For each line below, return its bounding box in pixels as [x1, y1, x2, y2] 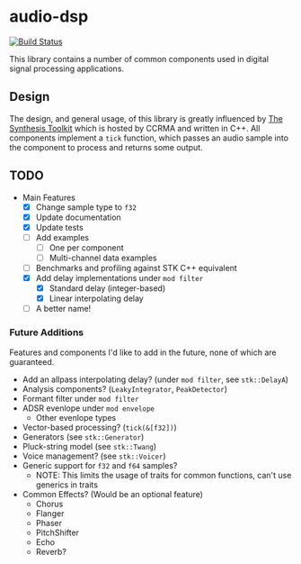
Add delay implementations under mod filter [35, 273, 204, 283]
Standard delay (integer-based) [49, 283, 166, 294]
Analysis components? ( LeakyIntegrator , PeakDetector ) [22, 383, 227, 394]
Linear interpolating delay [49, 293, 144, 304]
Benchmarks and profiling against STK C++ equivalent [35, 262, 238, 273]
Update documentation [35, 212, 121, 223]
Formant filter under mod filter [22, 393, 139, 404]
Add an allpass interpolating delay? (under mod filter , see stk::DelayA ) [22, 374, 289, 385]
